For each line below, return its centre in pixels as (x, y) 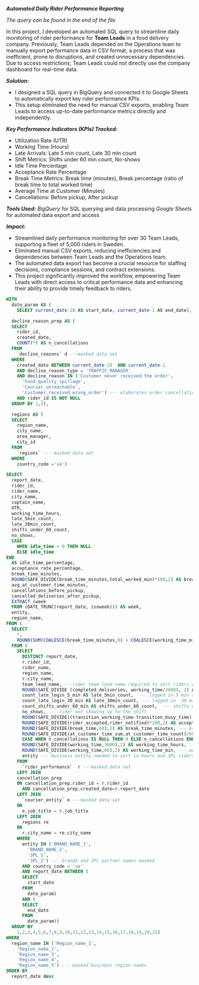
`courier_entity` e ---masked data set (71, 800)
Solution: (18, 81)
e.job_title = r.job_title (55, 811)
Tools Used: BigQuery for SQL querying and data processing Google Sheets (99, 209)
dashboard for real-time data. (42, 69)
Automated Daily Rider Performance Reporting (65, 9)
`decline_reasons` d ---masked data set (67, 354)
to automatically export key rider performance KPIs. (78, 98)
